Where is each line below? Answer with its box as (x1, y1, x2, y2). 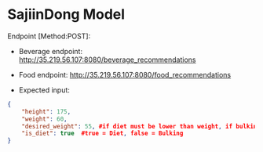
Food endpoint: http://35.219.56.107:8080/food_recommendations (18, 70, 232, 79)
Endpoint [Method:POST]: (7, 31, 91, 41)
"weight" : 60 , (21, 115, 68, 123)
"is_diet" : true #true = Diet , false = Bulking (21, 129, 184, 138)
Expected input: (18, 85, 70, 95)
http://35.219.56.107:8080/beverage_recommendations (18, 55, 197, 64)
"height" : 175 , (21, 107, 71, 115)
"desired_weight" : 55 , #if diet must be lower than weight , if (21, 122, 233, 130)
